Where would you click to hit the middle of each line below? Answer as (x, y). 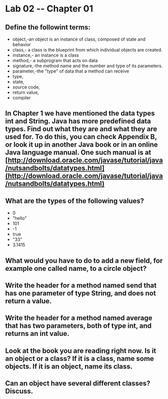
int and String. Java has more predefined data (78, 121)
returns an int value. (37, 334)
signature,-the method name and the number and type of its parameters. (88, 66)
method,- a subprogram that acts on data (55, 60)
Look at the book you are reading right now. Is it (81, 351)
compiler (22, 98)
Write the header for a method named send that (81, 285)
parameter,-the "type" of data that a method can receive (71, 71)
